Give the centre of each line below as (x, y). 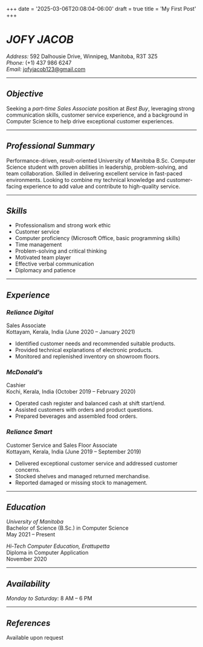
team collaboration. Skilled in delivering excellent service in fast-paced (94, 173)
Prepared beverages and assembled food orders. (76, 416)
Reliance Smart (29, 432)
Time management (38, 245)
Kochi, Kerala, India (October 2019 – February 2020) (71, 392)
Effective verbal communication (55, 264)
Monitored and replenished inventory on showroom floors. (87, 357)
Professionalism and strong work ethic (63, 226)
